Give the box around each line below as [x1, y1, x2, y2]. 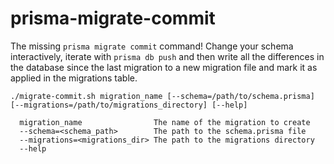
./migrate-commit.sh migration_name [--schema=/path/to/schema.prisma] [10, 91, 315, 101]
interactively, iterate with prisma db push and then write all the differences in [10, 50, 325, 62]
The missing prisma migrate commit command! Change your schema [10, 40, 294, 52]
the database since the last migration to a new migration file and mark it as [10, 61, 318, 73]
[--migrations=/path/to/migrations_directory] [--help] [10, 100, 248, 110]
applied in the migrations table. [10, 72, 138, 84]
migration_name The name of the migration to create [19, 117, 311, 127]
